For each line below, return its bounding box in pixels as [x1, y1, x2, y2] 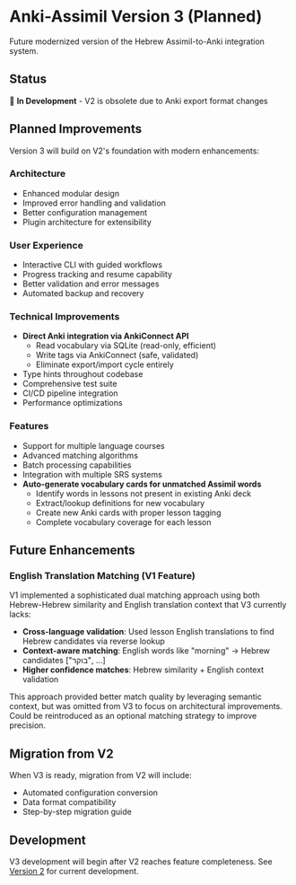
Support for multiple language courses [22, 440, 165, 451]
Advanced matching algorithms [22, 450, 139, 460]
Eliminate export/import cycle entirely [35, 359, 175, 370]
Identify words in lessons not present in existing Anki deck [35, 487, 252, 499]
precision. [9, 720, 47, 731]
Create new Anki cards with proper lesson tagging [35, 507, 222, 518]
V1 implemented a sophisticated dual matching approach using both [9, 590, 260, 600]
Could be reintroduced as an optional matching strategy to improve [9, 711, 257, 722]
